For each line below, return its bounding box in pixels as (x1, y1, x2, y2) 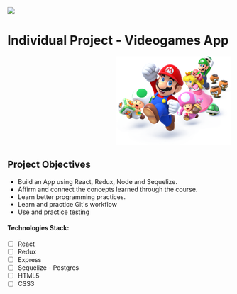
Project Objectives (7, 159, 91, 171)
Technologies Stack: (7, 224, 70, 232)
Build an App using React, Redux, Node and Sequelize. (17, 177, 178, 186)
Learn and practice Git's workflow (17, 200, 117, 208)
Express (17, 256, 42, 264)
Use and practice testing (17, 208, 90, 216)
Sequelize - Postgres (17, 264, 79, 272)
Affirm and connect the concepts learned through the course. (17, 185, 198, 193)
